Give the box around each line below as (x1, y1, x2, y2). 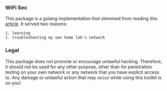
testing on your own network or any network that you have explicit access (5, 69, 159, 75)
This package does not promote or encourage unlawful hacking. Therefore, (5, 58, 162, 64)
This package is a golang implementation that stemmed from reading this (5, 16, 158, 22)
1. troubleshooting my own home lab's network (5, 35, 105, 40)
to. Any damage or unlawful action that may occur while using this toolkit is (5, 74, 162, 80)
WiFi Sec (5, 4, 28, 11)
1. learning (5, 31, 30, 36)
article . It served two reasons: (5, 21, 67, 27)
